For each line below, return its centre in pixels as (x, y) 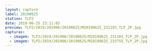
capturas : (15, 32)
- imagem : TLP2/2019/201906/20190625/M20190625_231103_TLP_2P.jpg (78, 37)
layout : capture (22, 9)
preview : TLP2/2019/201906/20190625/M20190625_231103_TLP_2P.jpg (73, 28)
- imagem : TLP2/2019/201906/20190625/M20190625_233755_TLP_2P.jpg (78, 41)
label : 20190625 (22, 14)
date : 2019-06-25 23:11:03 (33, 23)
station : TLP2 (20, 18)
